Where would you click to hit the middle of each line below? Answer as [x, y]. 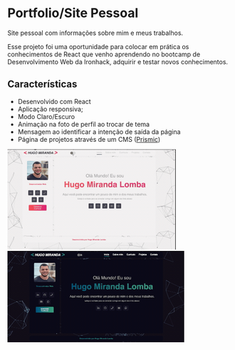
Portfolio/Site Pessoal [73, 13]
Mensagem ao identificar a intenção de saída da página [99, 132]
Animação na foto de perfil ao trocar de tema [84, 124]
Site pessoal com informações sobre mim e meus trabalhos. [95, 33]
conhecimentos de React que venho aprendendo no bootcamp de [104, 54]
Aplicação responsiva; [50, 109]
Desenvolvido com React [54, 101]
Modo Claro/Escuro [46, 116]
